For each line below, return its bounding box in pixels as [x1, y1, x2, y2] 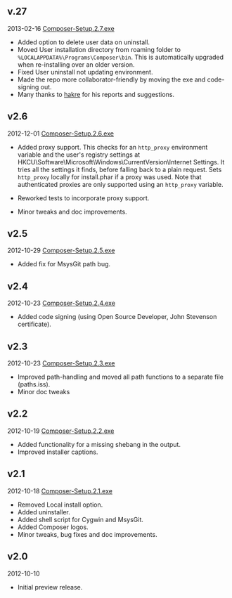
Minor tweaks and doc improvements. [17, 207, 128, 216]
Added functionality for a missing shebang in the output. [17, 440, 181, 448]
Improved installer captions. [17, 448, 98, 456]
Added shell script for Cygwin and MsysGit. [17, 515, 144, 524]
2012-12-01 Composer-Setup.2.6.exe [7, 129, 115, 138]
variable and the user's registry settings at [17, 150, 141, 159]
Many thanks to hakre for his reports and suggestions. [17, 90, 174, 98]
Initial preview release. [17, 583, 83, 591]
